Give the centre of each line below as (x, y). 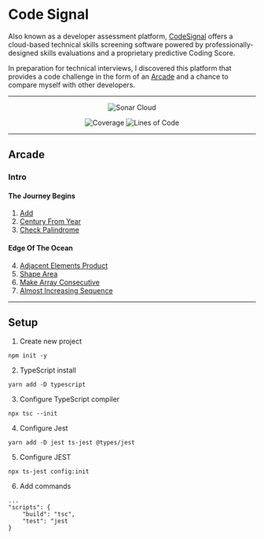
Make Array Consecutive (60, 282)
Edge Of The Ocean (40, 248)
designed (24, 53)
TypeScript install (48, 370)
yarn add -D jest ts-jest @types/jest (71, 443)
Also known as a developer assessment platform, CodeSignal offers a (121, 36)
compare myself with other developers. (72, 85)
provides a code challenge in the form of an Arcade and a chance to (119, 76)
